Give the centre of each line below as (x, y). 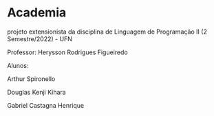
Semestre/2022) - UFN (40, 38)
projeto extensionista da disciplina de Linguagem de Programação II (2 (107, 32)
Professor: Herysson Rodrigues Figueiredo (68, 52)
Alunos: (18, 65)
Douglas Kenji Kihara (37, 92)
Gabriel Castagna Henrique (46, 105)
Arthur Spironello (31, 79)
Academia (37, 13)
